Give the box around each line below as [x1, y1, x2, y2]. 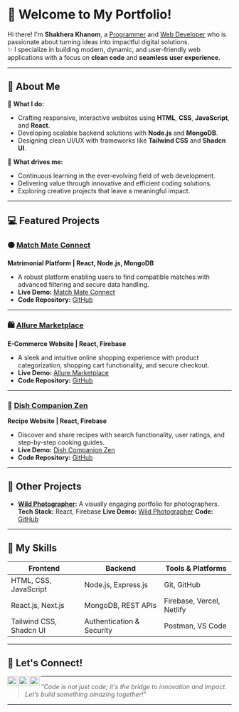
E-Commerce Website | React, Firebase [7, 339, 127, 348]
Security [84, 625, 112, 635]
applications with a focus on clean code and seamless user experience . [7, 53, 221, 61]
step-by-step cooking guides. [17, 438, 105, 447]
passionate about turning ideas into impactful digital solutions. [7, 37, 190, 46]
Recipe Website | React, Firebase [7, 417, 107, 425]
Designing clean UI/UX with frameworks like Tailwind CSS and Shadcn [17, 136, 226, 145]
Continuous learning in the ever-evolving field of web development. [17, 171, 216, 180]
